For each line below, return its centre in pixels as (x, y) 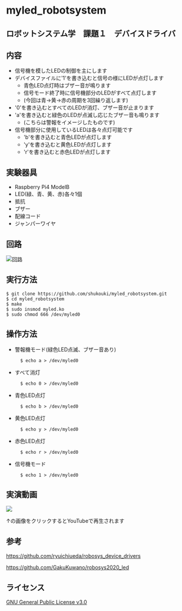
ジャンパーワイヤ (35, 224)
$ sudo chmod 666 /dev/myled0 (43, 314)
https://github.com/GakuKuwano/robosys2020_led (68, 567)
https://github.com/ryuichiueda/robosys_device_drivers (74, 556)
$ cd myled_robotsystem (35, 299)
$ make (14, 304)
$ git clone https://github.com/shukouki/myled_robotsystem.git (87, 294)
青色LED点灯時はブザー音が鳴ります (67, 86)
